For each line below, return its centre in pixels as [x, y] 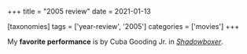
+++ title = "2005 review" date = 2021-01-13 [79, 11]
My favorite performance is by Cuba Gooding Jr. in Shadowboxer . [115, 41]
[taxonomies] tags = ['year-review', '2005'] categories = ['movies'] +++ [124, 26]
